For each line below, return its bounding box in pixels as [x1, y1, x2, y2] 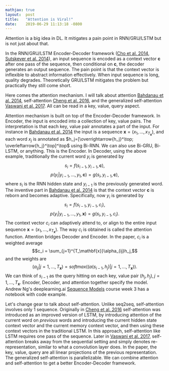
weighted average [5, 240, 43, 246]
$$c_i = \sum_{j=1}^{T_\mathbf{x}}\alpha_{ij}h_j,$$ [32, 248, 138, 254]
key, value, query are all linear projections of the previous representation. [5, 349, 157, 355]
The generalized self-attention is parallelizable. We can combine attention [5, 354, 158, 360]
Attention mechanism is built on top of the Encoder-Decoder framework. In [5, 113, 160, 119]
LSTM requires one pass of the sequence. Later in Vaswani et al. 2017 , [5, 333, 151, 339]
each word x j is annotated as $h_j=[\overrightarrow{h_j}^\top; [5, 136, 134, 144]
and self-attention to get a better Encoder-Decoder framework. [5, 360, 136, 366]
